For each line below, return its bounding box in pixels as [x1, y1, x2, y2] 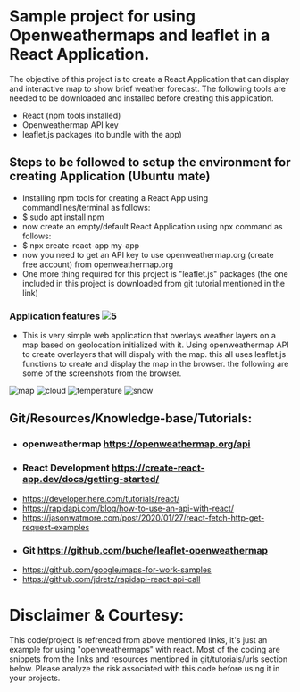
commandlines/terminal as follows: [21, 202, 151, 213]
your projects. [9, 672, 61, 683]
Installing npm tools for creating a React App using [21, 192, 208, 203]
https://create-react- [111, 462, 205, 474]
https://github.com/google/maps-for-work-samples [21, 564, 212, 575]
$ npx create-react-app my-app [21, 239, 140, 251]
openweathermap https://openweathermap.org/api [21, 438, 251, 450]
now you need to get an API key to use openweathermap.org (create [21, 249, 274, 260]
